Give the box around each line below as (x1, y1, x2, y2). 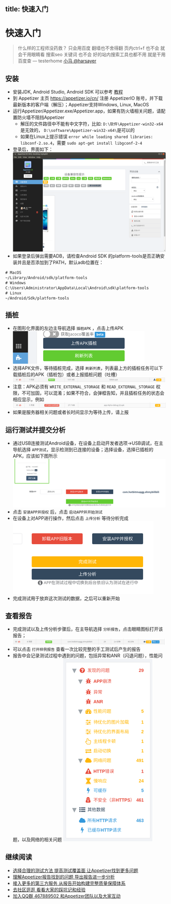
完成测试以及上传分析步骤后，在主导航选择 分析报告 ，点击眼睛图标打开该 (12, 626, 163, 632)
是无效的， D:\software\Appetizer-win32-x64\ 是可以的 (20, 127, 135, 133)
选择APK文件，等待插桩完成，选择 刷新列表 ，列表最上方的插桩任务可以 (12, 365, 159, 372)
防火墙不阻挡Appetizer (17, 114, 65, 121)
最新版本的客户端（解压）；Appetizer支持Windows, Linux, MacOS (12, 102, 149, 108)
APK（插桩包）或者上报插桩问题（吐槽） (35, 372, 120, 378)
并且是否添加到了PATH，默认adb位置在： (17, 259, 104, 265)
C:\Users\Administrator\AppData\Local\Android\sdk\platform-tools (5, 285, 149, 290)
